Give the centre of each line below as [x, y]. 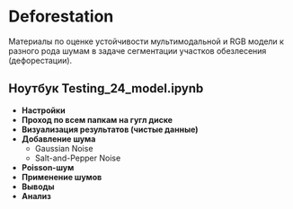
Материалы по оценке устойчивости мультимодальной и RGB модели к [146, 41]
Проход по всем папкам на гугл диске [97, 119]
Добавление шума [58, 139]
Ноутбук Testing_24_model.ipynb [106, 88]
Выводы [38, 187]
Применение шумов [62, 177]
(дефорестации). [40, 60]
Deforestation [61, 17]
